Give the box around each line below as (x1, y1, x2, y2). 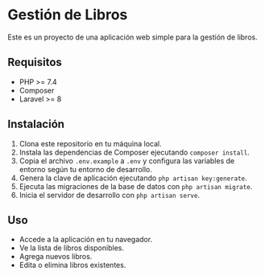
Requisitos (7, 56, 62, 69)
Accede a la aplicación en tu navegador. (19, 235, 153, 245)
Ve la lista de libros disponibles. (19, 243, 124, 253)
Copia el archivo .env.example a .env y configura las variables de (19, 155, 235, 166)
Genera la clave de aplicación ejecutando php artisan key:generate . (19, 173, 247, 183)
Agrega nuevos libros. (19, 252, 93, 262)
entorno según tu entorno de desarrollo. (19, 164, 152, 174)
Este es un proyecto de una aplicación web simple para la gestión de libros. (7, 32, 259, 42)
